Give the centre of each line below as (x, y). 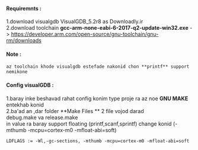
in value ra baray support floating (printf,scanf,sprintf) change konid (89, 124)
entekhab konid (25, 105)
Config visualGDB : (30, 85)
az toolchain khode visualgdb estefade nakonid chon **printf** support (98, 67)
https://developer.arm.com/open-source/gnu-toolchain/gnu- (85, 34)
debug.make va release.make (42, 117)
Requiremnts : (24, 8)
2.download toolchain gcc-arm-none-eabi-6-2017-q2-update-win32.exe (97, 28)
